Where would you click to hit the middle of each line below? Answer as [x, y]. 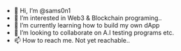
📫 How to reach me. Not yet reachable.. [72, 40]
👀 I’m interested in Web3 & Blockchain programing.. [88, 18]
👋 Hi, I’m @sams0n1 [42, 11]
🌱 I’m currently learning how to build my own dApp [87, 25]
